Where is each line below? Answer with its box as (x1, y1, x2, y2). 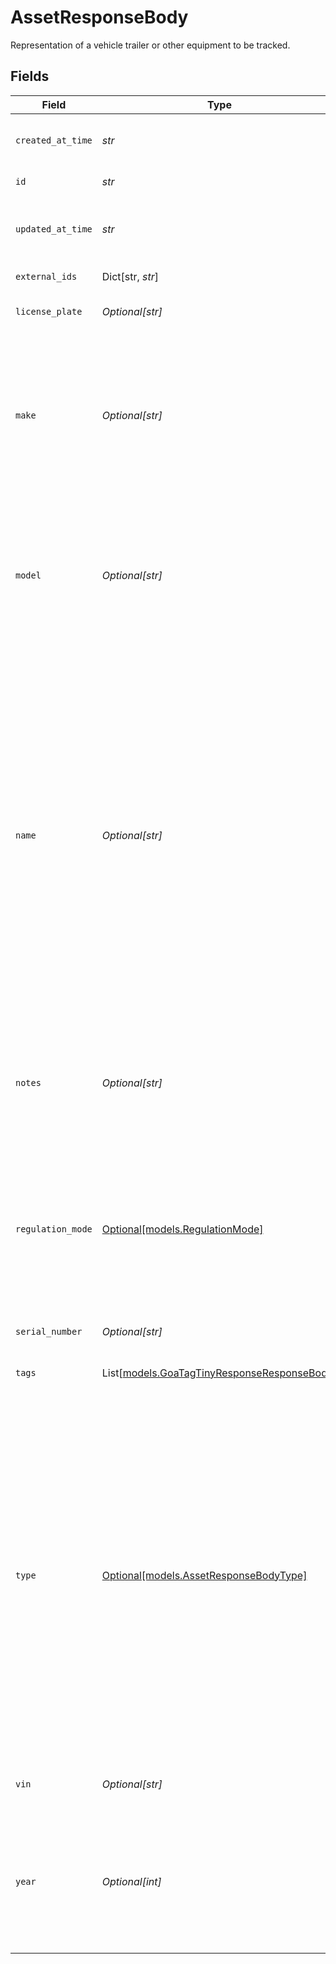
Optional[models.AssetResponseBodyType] (101, 1568, 308, 1582)
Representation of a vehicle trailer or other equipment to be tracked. (10, 39, 291, 51)
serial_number (15, 1326, 83, 1337)
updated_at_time (15, 223, 93, 235)
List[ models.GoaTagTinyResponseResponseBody (101, 1366, 334, 1380)
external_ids (15, 271, 78, 282)
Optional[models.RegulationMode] (101, 1222, 264, 1236)
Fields (10, 68, 50, 85)
